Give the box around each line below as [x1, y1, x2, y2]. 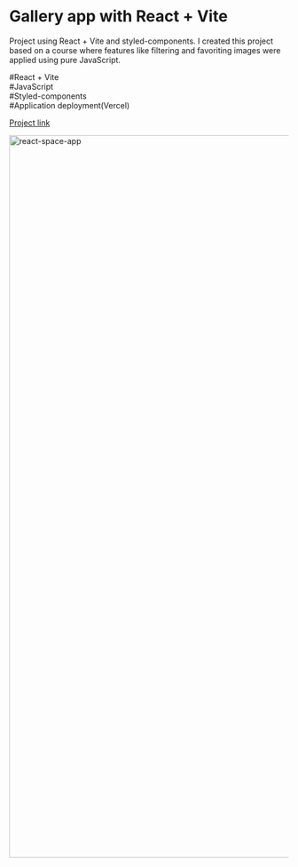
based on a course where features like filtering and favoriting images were [9, 44, 281, 55]
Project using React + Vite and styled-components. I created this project [9, 36, 273, 46]
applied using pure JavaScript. [9, 54, 122, 65]
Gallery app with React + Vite [9, 6, 228, 27]
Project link [9, 117, 51, 128]
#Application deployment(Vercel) [9, 100, 130, 110]
